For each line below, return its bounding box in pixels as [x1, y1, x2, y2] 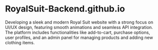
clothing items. [5, 39, 35, 45]
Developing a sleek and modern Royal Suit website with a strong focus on [5, 19, 153, 25]
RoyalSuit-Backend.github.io [5, 3, 125, 14]
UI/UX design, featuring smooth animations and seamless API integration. [5, 24, 153, 30]
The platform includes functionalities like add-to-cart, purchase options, [5, 29, 150, 35]
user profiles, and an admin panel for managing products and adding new [5, 35, 153, 40]
